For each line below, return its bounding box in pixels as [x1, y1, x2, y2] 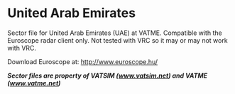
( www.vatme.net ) [7, 78, 61, 87]
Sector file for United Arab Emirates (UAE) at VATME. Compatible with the [7, 28, 222, 37]
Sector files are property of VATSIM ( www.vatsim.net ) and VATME [7, 71, 208, 80]
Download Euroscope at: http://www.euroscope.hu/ [7, 57, 158, 66]
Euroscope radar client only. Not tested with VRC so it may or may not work [7, 36, 229, 44]
